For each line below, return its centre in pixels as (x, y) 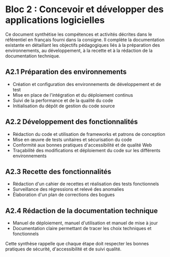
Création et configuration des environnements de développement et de (87, 84)
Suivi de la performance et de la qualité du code (63, 100)
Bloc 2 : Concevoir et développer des (84, 9)
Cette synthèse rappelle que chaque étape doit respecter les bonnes (77, 244)
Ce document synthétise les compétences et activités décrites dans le (79, 34)
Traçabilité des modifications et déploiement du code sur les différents (87, 150)
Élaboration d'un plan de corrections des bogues (64, 195)
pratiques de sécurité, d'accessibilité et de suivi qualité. (63, 249)
